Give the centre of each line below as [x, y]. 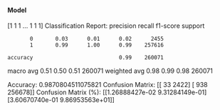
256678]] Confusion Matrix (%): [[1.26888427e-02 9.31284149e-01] [107, 92]
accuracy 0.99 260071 [85, 58]
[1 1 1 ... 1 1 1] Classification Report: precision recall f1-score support [106, 26]
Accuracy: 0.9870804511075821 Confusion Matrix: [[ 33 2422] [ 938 [108, 85]
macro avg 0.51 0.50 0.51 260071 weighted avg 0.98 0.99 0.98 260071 [110, 71]
